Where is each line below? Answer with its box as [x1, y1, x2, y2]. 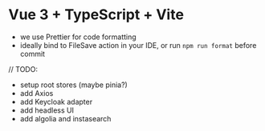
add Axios [19, 88, 54, 97]
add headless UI [19, 105, 75, 115]
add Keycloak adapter [19, 97, 93, 106]
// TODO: [8, 64, 39, 73]
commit [19, 49, 46, 58]
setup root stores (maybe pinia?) [19, 80, 128, 89]
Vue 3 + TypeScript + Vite [8, 6, 185, 24]
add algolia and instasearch [19, 113, 112, 123]
